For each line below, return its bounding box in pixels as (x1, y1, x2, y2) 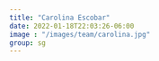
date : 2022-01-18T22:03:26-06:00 (9, 22, 135, 30)
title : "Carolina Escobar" (9, 13, 110, 22)
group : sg (9, 38, 47, 48)
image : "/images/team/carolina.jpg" (9, 30, 151, 39)
